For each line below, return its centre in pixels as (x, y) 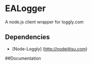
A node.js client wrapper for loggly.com (44, 22)
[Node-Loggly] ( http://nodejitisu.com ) (50, 49)
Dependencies (27, 37)
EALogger (25, 8)
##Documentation (23, 58)
